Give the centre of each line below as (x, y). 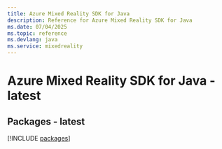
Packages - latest (46, 121)
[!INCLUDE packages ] (39, 138)
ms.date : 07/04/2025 (37, 27)
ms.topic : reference (37, 33)
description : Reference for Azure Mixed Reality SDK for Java (100, 20)
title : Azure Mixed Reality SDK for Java (69, 14)
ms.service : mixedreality (45, 46)
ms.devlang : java (33, 40)
